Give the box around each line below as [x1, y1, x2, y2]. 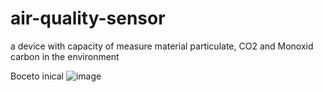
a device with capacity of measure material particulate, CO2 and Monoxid [10, 40, 314, 52]
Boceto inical [10, 70, 64, 82]
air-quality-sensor [10, 7, 166, 30]
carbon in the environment [10, 50, 120, 62]
